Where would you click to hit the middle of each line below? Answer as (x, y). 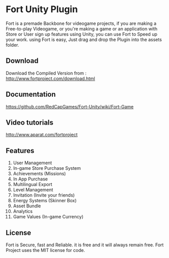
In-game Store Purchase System (47, 168)
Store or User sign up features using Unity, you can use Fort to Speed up (81, 34)
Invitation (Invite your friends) (44, 195)
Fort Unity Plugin (42, 9)
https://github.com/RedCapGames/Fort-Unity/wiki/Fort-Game (70, 106)
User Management (32, 163)
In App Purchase (30, 179)
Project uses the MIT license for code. (46, 250)
